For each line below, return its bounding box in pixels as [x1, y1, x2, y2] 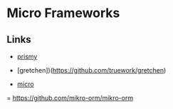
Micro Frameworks [6, 5, 120, 21]
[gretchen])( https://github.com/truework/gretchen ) [16, 66, 167, 74]
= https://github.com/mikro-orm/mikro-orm [6, 94, 133, 102]
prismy [16, 52, 38, 61]
